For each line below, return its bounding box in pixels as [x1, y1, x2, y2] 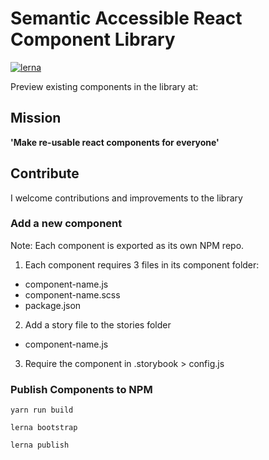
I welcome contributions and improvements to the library [10, 192, 243, 204]
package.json [24, 299, 82, 311]
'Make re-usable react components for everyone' [10, 136, 220, 148]
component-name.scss [24, 288, 121, 301]
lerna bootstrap [10, 423, 78, 433]
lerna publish [10, 440, 70, 451]
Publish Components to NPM [10, 382, 153, 396]
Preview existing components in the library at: [10, 80, 199, 92]
